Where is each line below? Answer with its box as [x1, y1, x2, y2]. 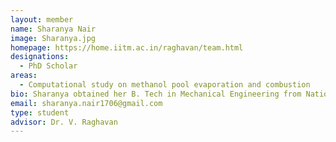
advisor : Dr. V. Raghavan [10, 117, 118, 127]
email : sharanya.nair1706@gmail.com [10, 98, 163, 108]
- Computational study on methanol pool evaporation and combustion [19, 80, 311, 90]
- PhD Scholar [19, 61, 78, 71]
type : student [10, 107, 70, 118]
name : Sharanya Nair [10, 24, 97, 34]
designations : [10, 52, 70, 62]
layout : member [10, 14, 74, 25]
